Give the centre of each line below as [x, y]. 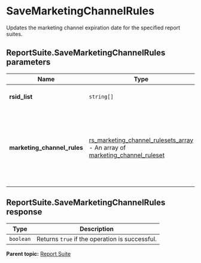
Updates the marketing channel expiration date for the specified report [93, 28]
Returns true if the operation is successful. [97, 239]
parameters [28, 62]
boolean [20, 239]
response [24, 212]
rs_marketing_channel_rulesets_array [141, 140]
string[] [101, 96]
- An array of [107, 147]
